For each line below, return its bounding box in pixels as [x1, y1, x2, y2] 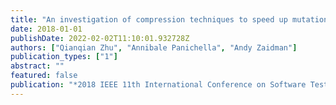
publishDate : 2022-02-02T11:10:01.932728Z [10, 33, 190, 43]
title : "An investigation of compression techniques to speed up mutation [10, 14, 329, 25]
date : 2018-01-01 [10, 24, 83, 34]
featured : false [10, 71, 78, 81]
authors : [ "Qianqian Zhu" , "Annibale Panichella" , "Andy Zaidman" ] [10, 42, 298, 53]
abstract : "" [10, 61, 65, 71]
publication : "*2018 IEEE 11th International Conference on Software [10, 80, 307, 90]
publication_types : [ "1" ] [10, 52, 118, 62]
